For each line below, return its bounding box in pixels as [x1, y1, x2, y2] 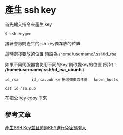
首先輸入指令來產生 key [5, 22, 52, 27]
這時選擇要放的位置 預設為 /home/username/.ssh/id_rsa [5, 51, 117, 57]
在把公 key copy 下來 [5, 95, 47, 101]
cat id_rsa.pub [5, 86, 36, 90]
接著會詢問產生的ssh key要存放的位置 [5, 40, 81, 46]
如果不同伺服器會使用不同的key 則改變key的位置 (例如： [5, 61, 118, 67]
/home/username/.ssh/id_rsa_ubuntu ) [5, 67, 84, 72]
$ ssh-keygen [5, 31, 32, 36]
